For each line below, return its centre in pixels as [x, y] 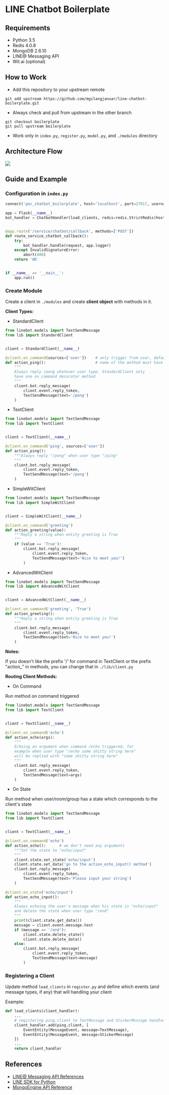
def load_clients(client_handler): [43, 1011]
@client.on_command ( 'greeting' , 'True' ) [48, 609]
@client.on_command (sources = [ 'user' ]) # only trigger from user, [78, 358]
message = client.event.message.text [54, 925]
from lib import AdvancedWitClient [43, 587]
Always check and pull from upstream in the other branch [72, 113]
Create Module [24, 290]
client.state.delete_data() [53, 939]
